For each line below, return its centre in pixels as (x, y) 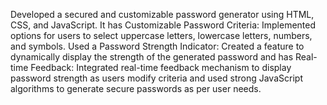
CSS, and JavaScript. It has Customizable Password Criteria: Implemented (163, 25)
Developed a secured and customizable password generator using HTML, (162, 14)
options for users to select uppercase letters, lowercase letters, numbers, (161, 35)
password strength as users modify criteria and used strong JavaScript (156, 78)
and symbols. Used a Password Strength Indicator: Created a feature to (157, 46)
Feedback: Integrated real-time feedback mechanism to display (161, 67)
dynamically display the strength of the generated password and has (152, 57)
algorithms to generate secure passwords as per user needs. (136, 88)
